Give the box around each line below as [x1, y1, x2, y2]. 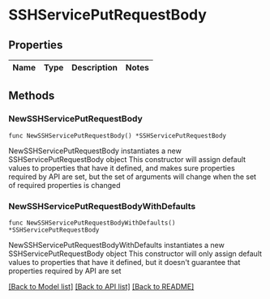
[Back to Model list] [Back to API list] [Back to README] [8, 281, 195, 291]
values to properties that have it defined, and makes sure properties [8, 163, 235, 173]
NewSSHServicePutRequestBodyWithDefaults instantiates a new [8, 240, 225, 250]
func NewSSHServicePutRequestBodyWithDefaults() [8, 219, 176, 227]
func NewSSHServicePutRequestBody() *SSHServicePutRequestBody [8, 131, 227, 139]
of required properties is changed [8, 180, 121, 190]
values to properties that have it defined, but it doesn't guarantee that [8, 257, 241, 267]
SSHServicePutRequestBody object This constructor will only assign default [8, 249, 262, 258]
